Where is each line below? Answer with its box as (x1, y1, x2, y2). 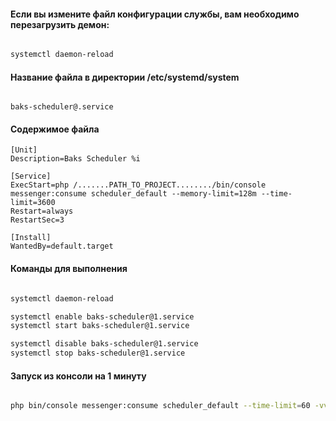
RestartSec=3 (10, 215, 65, 225)
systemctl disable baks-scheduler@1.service (10, 339, 199, 349)
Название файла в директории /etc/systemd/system (10, 71, 240, 83)
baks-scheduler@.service (10, 102, 114, 112)
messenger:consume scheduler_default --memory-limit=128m (10, 189, 257, 199)
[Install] (10, 233, 52, 243)
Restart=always (10, 206, 74, 217)
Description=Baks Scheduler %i (10, 154, 141, 164)
